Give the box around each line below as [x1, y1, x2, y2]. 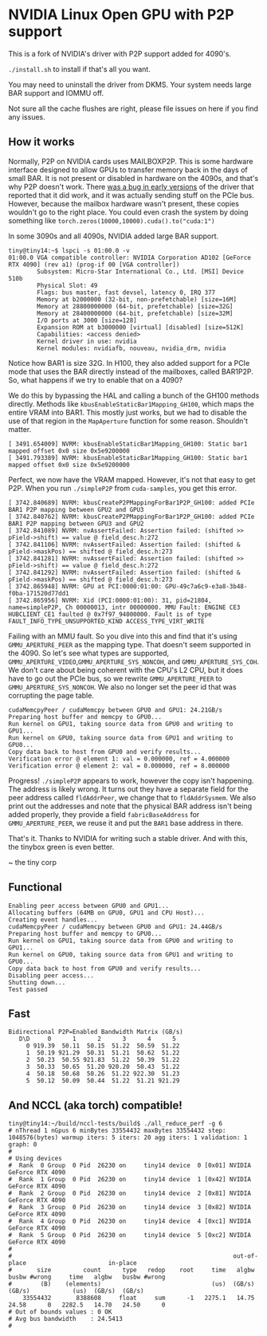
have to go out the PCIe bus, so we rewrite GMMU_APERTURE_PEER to [8, 674, 223, 683]
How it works [8, 136, 75, 149]
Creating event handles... [8, 915, 98, 924]
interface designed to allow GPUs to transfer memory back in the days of [8, 165, 249, 175]
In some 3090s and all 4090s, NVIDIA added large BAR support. [8, 231, 219, 241]
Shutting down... [8, 978, 66, 986]
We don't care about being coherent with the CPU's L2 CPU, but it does [8, 665, 243, 674]
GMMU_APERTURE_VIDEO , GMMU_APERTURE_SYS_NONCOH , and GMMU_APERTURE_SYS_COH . [8, 656, 259, 666]
